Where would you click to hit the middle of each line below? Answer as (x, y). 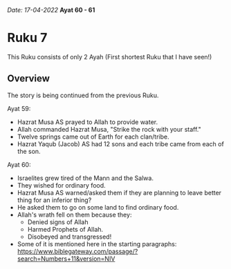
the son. (29, 151)
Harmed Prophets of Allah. (65, 229)
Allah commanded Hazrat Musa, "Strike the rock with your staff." (109, 129)
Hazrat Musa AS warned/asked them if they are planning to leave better (119, 192)
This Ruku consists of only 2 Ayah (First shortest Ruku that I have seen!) (110, 57)
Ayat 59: (19, 108)
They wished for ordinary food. (61, 185)
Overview (29, 79)
